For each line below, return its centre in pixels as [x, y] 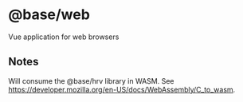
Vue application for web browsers [64, 37]
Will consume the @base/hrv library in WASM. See [91, 80]
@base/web [49, 15]
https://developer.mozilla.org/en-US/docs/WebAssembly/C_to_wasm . [122, 89]
